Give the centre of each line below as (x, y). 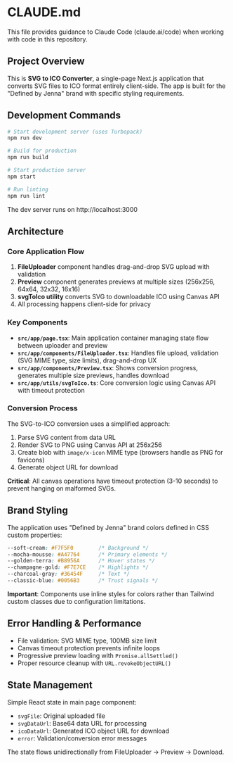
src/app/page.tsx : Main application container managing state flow (113, 338)
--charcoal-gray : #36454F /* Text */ (69, 574)
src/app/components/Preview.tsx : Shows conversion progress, (108, 367)
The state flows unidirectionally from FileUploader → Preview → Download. (116, 752)
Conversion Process (43, 408)
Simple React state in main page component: (72, 702)
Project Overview (46, 62)
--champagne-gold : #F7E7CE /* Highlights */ (78, 567)
